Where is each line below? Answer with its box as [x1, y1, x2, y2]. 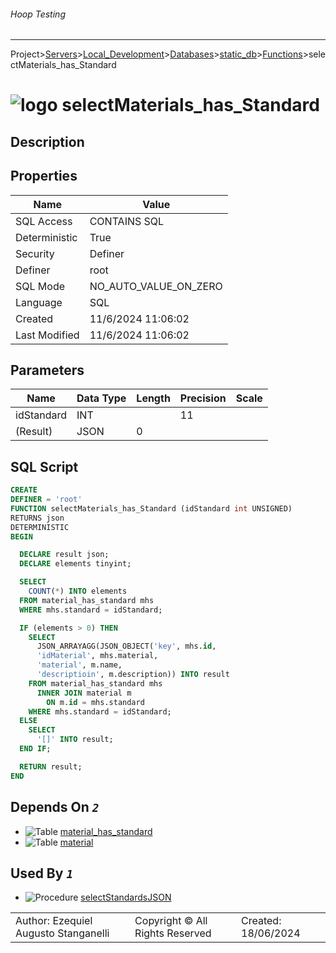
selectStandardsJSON [80, 891, 172, 904]
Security [15, 246, 55, 260]
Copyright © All [134, 914, 208, 928]
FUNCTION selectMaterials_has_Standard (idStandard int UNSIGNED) [10, 503, 293, 514]
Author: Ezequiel [15, 914, 93, 928]
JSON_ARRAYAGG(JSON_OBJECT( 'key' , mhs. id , [36, 641, 217, 652]
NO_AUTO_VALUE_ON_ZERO [89, 279, 223, 293]
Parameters [10, 361, 85, 379]
